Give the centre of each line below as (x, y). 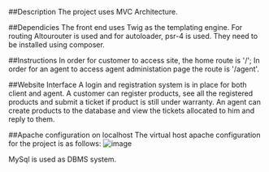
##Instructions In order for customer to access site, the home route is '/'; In (134, 60)
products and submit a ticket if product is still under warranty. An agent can (135, 102)
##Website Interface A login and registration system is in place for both (128, 85)
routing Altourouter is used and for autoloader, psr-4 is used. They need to (133, 36)
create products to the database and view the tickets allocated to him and (132, 110)
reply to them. (32, 119)
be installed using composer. (57, 45)
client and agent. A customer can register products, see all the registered (131, 93)
